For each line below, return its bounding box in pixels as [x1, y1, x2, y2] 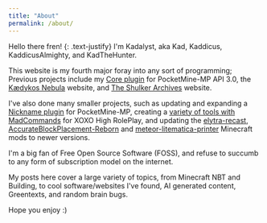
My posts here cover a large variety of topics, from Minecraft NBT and [8, 172, 241, 182]
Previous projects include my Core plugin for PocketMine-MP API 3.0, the [8, 74, 252, 84]
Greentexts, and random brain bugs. [8, 189, 129, 199]
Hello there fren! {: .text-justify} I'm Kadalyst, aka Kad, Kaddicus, [8, 41, 223, 51]
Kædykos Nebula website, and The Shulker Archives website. [8, 82, 212, 93]
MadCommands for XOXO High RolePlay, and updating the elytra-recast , [8, 115, 249, 125]
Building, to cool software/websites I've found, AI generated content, [8, 180, 236, 190]
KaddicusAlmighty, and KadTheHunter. [8, 50, 138, 60]
